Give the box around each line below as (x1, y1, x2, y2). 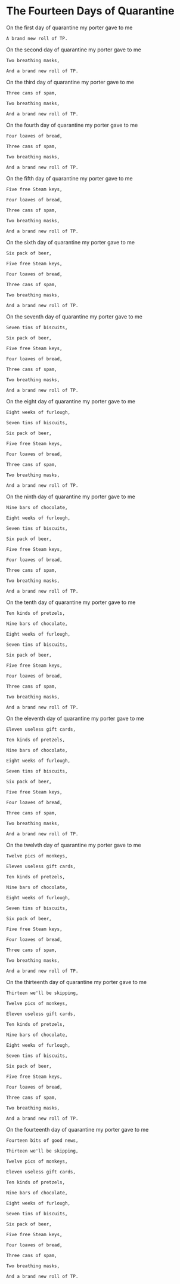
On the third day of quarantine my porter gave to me (6, 78, 134, 85)
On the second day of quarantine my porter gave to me (6, 46, 141, 53)
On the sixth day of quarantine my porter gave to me (6, 238, 135, 246)
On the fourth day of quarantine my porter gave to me (6, 121, 138, 128)
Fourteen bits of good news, (6, 1137, 79, 1144)
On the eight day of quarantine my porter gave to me (6, 397, 136, 404)
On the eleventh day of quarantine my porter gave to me (6, 715, 144, 722)
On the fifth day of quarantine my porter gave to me (6, 174, 133, 182)
